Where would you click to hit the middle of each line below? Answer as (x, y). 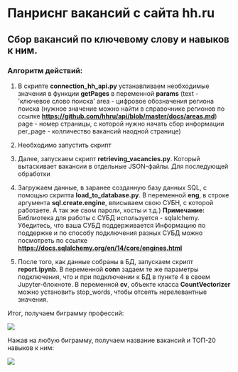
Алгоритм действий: (45, 70)
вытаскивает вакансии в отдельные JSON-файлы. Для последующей (123, 166)
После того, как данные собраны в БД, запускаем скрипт (105, 261)
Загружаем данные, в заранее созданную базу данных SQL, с (112, 187)
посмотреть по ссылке (52, 240)
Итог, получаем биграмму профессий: (66, 313)
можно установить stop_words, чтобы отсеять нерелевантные (112, 292)
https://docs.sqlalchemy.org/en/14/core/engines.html (100, 248)
